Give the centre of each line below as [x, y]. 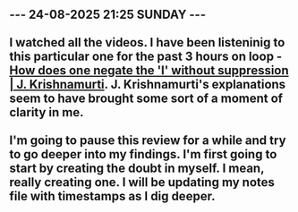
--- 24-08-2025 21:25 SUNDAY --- [108, 15]
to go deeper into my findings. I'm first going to [143, 154]
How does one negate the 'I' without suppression [149, 71]
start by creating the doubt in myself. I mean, [137, 169]
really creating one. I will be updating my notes [142, 182]
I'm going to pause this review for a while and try [148, 141]
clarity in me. [47, 112]
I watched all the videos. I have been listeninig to [147, 42]
